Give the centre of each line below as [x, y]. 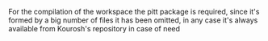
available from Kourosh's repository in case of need [94, 29]
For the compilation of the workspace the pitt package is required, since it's [134, 12]
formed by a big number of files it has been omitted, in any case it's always [133, 20]
